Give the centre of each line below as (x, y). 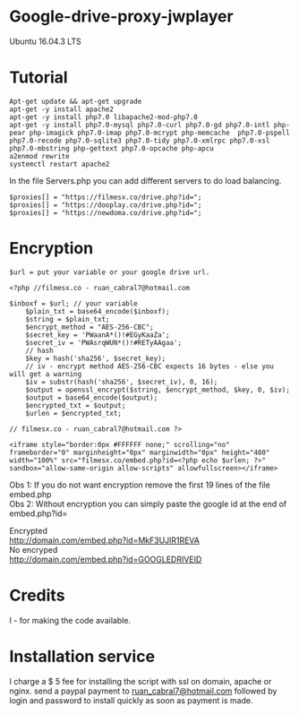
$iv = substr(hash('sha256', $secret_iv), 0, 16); (122, 382)
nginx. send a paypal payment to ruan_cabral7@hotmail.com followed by (143, 691)
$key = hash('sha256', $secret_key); (96, 358)
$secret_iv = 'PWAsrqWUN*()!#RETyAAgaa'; (103, 342)
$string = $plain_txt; (68, 319)
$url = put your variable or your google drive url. (110, 272)
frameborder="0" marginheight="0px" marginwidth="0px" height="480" (140, 452)
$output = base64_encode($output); (92, 397)
